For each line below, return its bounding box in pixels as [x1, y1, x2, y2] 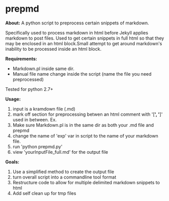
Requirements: [5, 55, 37, 61]
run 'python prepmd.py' [12, 143, 63, 150]
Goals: [5, 158, 19, 165]
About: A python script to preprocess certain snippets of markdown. [5, 20, 149, 26]
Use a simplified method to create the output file [12, 169, 115, 175]
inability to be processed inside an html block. [5, 46, 102, 52]
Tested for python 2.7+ [5, 86, 53, 92]
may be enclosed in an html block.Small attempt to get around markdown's [5, 40, 162, 46]
